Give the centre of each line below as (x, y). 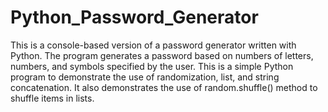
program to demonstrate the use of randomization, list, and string (145, 77)
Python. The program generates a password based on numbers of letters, (162, 55)
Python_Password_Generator (134, 17)
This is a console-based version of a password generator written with (153, 45)
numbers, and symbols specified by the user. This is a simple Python (152, 66)
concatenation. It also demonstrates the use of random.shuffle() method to (164, 87)
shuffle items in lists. (52, 98)
